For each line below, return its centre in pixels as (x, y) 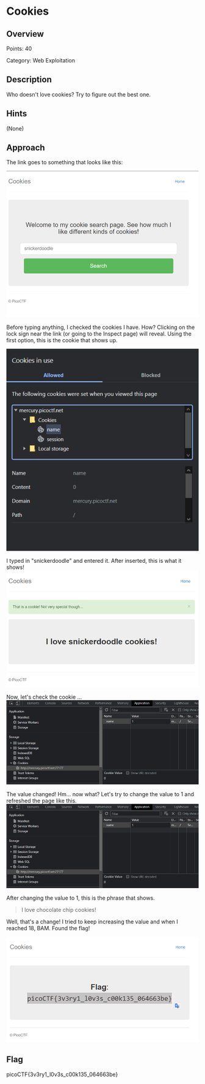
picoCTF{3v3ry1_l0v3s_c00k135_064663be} (62, 1074)
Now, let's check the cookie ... (44, 697)
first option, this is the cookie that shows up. (62, 340)
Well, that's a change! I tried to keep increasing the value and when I (92, 922)
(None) (15, 128)
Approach (26, 148)
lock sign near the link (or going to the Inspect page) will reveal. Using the (99, 333)
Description (29, 80)
